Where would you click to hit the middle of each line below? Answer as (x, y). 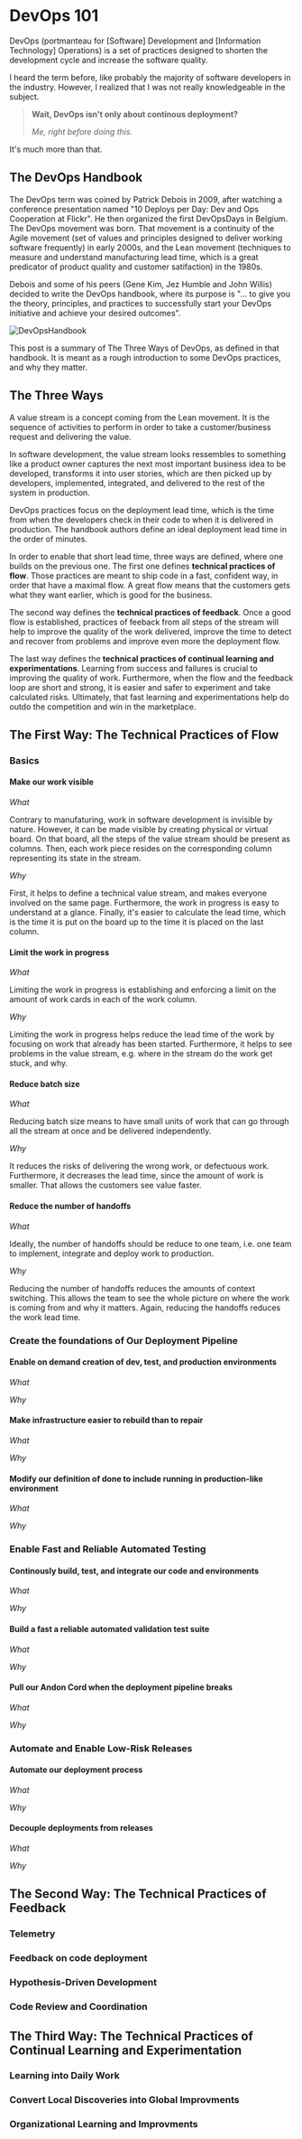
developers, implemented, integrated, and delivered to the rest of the (137, 483)
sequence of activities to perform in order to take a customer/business (140, 427)
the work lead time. (45, 1317)
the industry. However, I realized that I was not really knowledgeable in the (147, 87)
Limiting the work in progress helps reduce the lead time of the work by (142, 1035)
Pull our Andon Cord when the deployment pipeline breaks (121, 1687)
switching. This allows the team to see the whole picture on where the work (150, 1298)
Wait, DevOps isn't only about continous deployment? (135, 114)
